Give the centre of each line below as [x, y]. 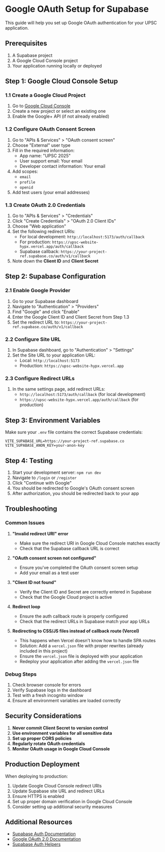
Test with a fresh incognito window [48, 695]
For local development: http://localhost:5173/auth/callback [82, 237]
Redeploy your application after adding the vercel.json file [79, 661]
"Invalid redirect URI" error [40, 533]
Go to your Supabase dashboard [45, 301]
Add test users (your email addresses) [51, 192]
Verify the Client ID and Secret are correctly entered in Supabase [85, 591]
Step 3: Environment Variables [53, 420]
